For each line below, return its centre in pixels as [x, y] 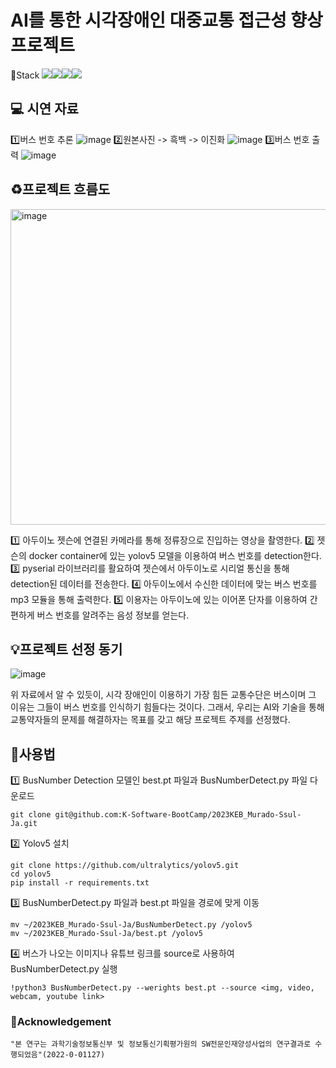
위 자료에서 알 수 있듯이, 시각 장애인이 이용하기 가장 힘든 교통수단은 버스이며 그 [163, 695]
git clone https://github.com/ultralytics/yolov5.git [125, 866]
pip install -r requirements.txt [80, 883]
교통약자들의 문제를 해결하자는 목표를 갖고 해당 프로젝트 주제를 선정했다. [150, 720]
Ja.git [24, 824]
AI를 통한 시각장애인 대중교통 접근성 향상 [166, 20]
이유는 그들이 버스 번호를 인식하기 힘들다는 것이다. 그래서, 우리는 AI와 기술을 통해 [167, 707]
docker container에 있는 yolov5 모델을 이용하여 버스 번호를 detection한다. [175, 555]
